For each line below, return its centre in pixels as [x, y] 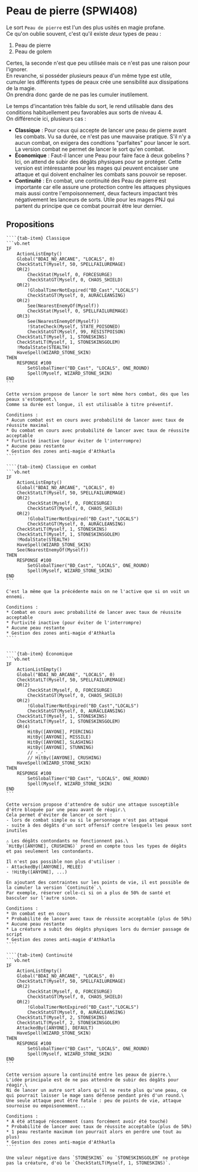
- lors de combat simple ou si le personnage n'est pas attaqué [87, 820]
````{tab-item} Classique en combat [51, 467]
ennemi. [16, 597]
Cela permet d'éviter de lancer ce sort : [59, 815]
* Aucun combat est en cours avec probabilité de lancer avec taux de [95, 420]
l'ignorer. [17, 69]
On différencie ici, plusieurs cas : [46, 118]
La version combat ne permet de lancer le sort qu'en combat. [90, 149]
